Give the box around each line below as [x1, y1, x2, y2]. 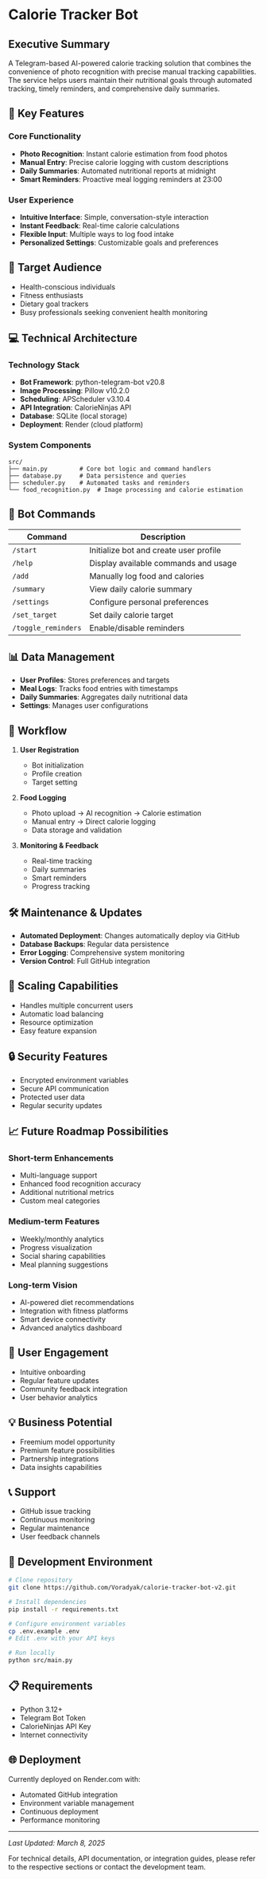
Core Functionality [8, 131, 82, 142]
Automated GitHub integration [19, 1790, 118, 1799]
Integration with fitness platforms [19, 1306, 129, 1315]
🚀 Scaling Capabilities [8, 979, 119, 993]
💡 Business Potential [8, 1416, 113, 1429]
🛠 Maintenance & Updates [8, 906, 143, 919]
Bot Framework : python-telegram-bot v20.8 [19, 377, 165, 387]
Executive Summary [8, 37, 110, 51]
